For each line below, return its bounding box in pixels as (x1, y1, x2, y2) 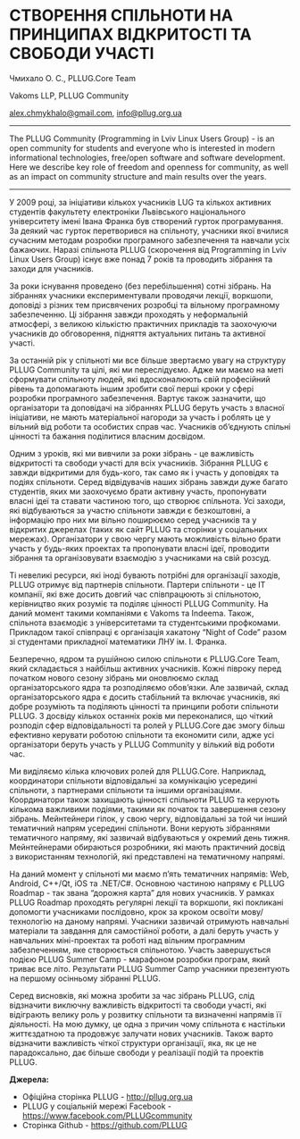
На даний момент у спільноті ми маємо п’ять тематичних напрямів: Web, (9, 868, 290, 879)
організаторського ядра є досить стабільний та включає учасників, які (9, 691, 280, 702)
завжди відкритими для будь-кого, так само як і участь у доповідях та (9, 466, 279, 478)
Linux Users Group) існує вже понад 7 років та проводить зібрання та (9, 254, 273, 264)
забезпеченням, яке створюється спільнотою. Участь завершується (9, 944, 271, 955)
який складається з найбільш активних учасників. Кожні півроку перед (9, 663, 282, 674)
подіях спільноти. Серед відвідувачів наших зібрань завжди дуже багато (9, 476, 288, 487)
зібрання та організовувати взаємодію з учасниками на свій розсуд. (9, 552, 271, 563)
